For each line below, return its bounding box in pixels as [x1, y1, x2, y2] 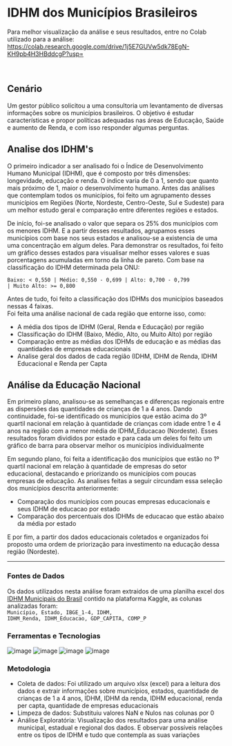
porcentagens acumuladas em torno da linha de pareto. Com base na [7, 255, 205, 264]
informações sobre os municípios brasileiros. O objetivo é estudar [7, 108, 195, 117]
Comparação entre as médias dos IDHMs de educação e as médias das [17, 337, 221, 346]
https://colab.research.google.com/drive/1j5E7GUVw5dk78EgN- [7, 42, 190, 50]
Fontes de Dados [7, 571, 65, 581]
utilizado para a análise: [7, 35, 75, 43]
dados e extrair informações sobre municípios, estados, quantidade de [17, 687, 219, 695]
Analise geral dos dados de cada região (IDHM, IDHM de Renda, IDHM [17, 352, 217, 360]
